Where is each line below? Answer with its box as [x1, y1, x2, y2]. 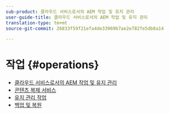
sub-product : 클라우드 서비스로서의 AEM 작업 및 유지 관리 [5, 8, 135, 15]
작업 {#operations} [5, 58, 99, 72]
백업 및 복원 [14, 101, 42, 109]
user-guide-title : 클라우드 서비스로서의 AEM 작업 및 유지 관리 [5, 14, 148, 20]
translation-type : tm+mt [5, 20, 68, 26]
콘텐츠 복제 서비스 [14, 87, 56, 94]
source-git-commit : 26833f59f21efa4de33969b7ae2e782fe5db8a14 [5, 25, 164, 32]
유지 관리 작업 [14, 94, 47, 101]
